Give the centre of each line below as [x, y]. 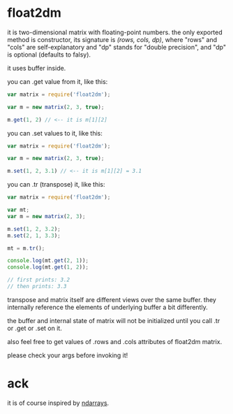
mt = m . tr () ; [26, 248]
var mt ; [18, 210]
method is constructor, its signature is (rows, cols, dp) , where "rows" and [112, 39]
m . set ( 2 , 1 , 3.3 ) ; [34, 236]
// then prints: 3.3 [37, 287]
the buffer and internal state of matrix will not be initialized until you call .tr [114, 320]
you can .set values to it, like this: [55, 133]
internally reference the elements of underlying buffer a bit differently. [107, 307]
